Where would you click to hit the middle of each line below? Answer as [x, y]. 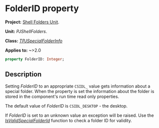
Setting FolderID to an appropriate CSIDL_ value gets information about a [78, 86]
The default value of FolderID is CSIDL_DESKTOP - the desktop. [67, 106]
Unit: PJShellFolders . [26, 31]
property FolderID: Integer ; [35, 59]
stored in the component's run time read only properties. [62, 96]
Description [23, 74]
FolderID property [42, 9]
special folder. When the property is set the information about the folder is [80, 91]
